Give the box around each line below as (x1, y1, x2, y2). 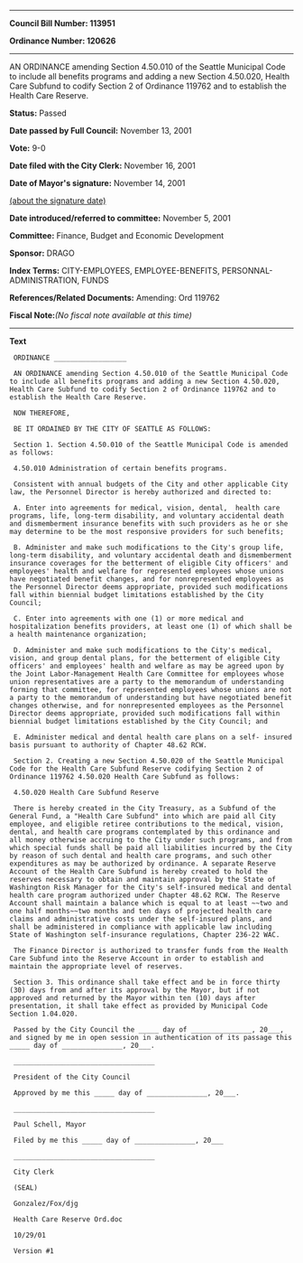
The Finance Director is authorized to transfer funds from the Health (13, 946, 289, 955)
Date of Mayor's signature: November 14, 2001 (9, 178, 186, 188)
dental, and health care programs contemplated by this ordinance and (9, 828, 280, 837)
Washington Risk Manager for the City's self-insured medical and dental (9, 883, 293, 892)
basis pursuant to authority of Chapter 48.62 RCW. (9, 741, 207, 750)
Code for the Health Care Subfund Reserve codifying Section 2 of (9, 764, 264, 773)
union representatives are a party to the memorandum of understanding (9, 678, 284, 687)
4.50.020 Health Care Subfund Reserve (13, 788, 160, 797)
